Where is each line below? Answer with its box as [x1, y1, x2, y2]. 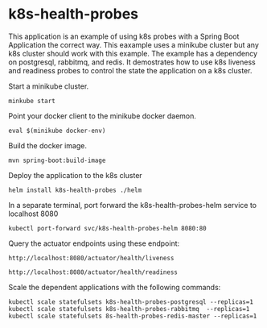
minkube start [8, 97, 56, 105]
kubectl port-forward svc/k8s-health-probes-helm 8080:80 [8, 224, 207, 232]
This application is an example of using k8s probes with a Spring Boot [8, 31, 240, 41]
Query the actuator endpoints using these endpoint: [8, 239, 180, 248]
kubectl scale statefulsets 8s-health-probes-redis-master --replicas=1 [8, 312, 257, 320]
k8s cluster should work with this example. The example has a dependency [8, 48, 258, 58]
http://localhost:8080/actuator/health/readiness [8, 268, 179, 276]
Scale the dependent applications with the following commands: [8, 282, 221, 292]
